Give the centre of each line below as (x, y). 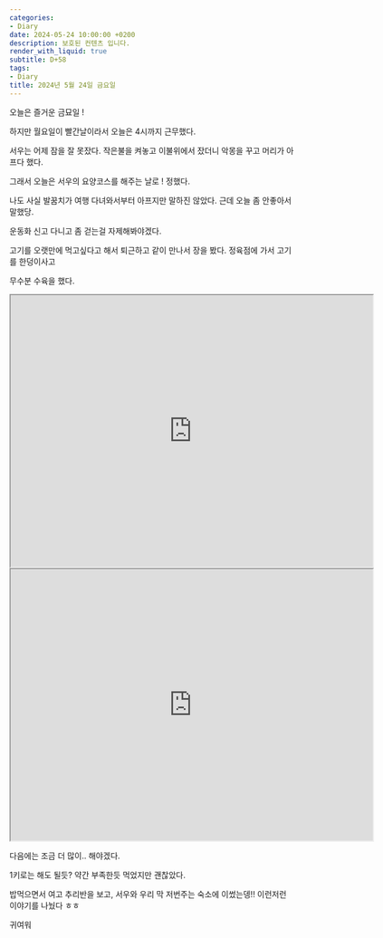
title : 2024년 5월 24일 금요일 (62, 85)
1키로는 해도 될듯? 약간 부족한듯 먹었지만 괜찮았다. (97, 875)
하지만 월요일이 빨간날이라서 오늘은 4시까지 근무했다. (103, 131)
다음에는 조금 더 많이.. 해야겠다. (65, 856)
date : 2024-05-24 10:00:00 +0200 (72, 34)
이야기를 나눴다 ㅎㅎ (44, 905)
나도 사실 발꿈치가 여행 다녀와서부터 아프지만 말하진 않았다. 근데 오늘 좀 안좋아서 (151, 200)
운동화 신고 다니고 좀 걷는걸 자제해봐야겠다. (86, 231)
